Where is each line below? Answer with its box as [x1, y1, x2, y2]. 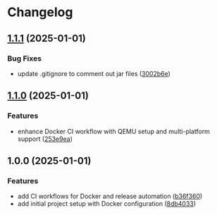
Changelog [7, 4, 73, 20]
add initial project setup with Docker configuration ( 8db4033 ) [17, 199, 196, 208]
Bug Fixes [7, 54, 42, 63]
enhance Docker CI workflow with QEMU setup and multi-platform [17, 127, 210, 135]
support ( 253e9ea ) [17, 135, 73, 143]
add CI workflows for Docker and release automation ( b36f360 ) [17, 192, 203, 201]
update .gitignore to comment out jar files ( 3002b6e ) [17, 69, 171, 78]
